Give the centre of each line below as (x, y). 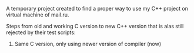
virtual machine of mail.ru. (38, 15)
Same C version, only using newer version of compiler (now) (88, 44)
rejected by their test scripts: (41, 32)
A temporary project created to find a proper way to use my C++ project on (97, 9)
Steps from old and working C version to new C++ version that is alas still (95, 26)
